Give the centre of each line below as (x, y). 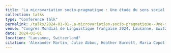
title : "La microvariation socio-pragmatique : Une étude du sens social (85, 10)
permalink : (17, 24)
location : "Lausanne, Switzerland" (43, 38)
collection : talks (25, 15)
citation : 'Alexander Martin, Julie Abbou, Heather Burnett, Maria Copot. (86, 43)
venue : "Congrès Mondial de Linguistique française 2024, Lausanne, (79, 29)
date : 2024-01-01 (24, 33)
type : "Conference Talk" (32, 19)
